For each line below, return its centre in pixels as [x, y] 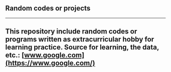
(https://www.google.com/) [50, 63]
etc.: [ [15, 55]
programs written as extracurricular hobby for [80, 39]
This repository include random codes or [71, 32]
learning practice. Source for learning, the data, [82, 47]
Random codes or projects [48, 8]
